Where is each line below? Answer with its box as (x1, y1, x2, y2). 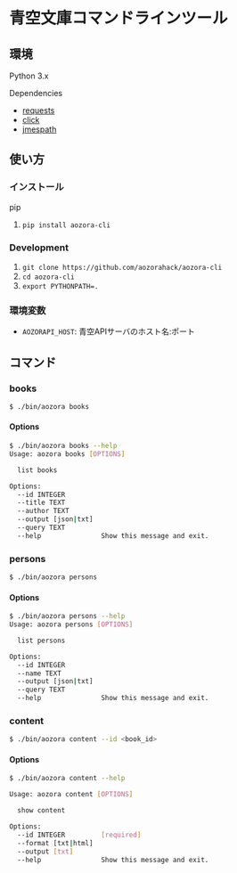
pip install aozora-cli (21, 220, 111, 230)
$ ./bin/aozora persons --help (9, 612, 126, 621)
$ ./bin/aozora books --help (9, 442, 118, 451)
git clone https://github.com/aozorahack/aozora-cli (21, 263, 223, 272)
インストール (9, 181, 64, 193)
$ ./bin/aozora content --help (9, 774, 126, 783)
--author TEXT (17, 507, 69, 516)
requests (21, 105, 55, 116)
